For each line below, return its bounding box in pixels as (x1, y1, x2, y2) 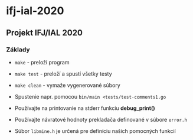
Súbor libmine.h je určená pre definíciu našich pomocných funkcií (14, 127, 176, 134)
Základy (6, 45, 31, 54)
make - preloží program (14, 58, 70, 66)
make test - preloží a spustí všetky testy (14, 70, 112, 77)
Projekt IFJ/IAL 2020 (6, 28, 83, 38)
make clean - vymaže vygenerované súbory (14, 82, 121, 89)
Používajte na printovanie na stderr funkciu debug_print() (14, 105, 155, 112)
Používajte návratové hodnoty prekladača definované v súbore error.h (14, 116, 188, 123)
